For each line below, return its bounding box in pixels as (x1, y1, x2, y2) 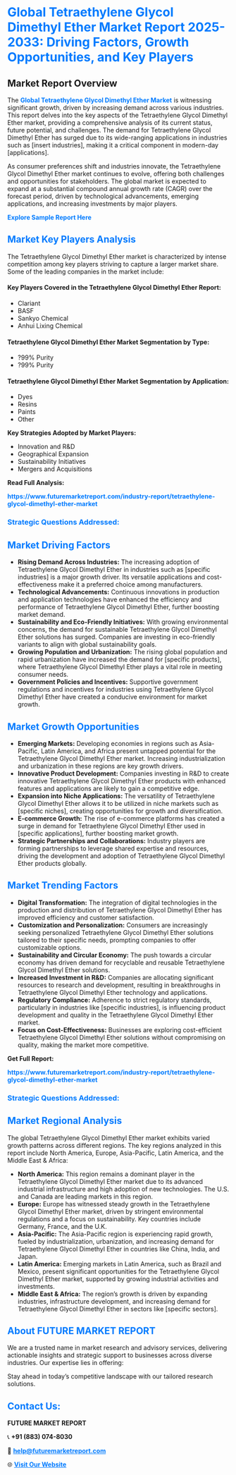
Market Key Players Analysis (7, 233, 136, 245)
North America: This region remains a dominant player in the (17, 1170, 195, 1178)
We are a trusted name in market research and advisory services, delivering (7, 1344, 228, 1352)
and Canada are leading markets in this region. (17, 1192, 154, 1201)
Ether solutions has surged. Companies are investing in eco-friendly (17, 632, 216, 642)
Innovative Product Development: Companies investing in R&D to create (17, 769, 230, 778)
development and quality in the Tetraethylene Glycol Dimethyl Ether (17, 1010, 213, 1019)
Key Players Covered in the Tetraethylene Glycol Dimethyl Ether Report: (7, 283, 222, 292)
